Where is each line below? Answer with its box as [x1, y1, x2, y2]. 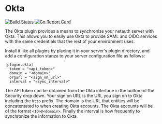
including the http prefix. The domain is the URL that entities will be [5, 97, 140, 104]
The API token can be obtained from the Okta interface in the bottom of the [5, 87, 155, 93]
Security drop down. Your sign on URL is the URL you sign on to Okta [5, 93, 143, 98]
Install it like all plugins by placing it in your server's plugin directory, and [5, 48, 150, 54]
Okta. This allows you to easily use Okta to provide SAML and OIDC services [5, 33, 158, 39]
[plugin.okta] [5, 62, 34, 67]
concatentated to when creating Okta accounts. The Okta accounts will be [5, 103, 153, 109]
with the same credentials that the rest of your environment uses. [5, 38, 135, 44]
